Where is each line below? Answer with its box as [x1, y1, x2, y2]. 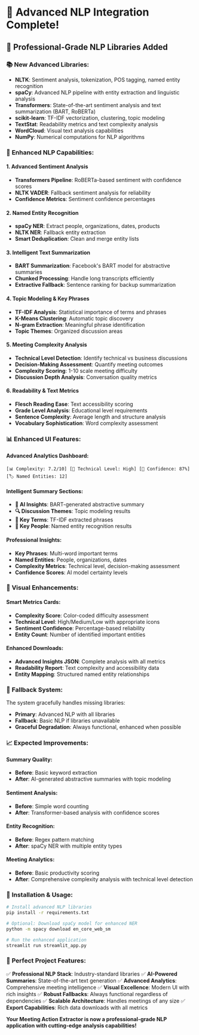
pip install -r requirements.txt [6, 910, 90, 916]
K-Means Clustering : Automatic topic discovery [14, 314, 134, 322]
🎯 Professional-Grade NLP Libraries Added [6, 42, 169, 52]
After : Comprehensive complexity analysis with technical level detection [14, 875, 193, 882]
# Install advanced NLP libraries [6, 904, 93, 910]
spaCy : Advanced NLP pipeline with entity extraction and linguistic [14, 89, 180, 96]
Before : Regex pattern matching [14, 836, 94, 843]
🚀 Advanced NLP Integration [6, 5, 149, 19]
